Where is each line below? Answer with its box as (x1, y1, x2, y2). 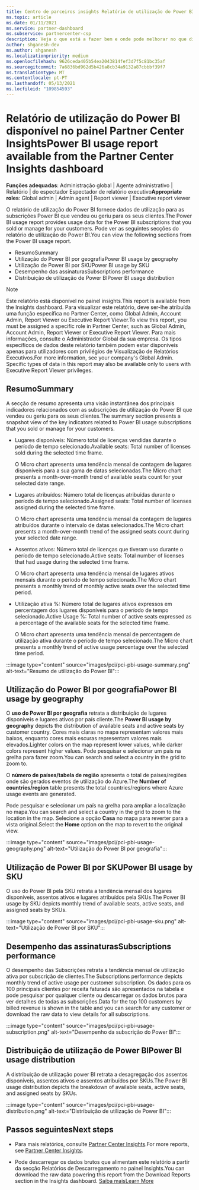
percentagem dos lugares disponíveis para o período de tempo (14, 607, 169, 614)
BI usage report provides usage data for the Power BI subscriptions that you (6, 218, 191, 226)
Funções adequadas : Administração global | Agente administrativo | (6, 182, 173, 189)
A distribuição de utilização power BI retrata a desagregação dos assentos (6, 1071, 188, 1078)
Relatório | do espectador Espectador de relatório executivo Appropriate (6, 188, 182, 195)
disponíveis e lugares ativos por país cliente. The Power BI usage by (6, 716, 172, 723)
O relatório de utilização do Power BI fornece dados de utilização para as (6, 206, 185, 213)
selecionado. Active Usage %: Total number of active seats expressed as (14, 613, 192, 620)
